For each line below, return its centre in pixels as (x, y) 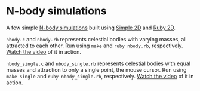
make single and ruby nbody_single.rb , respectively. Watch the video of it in (100, 76)
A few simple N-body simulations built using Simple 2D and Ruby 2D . (91, 28)
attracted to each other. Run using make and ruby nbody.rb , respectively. (95, 45)
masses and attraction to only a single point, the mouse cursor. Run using (96, 69)
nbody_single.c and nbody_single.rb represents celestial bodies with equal (99, 63)
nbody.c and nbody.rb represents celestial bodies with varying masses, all (96, 39)
